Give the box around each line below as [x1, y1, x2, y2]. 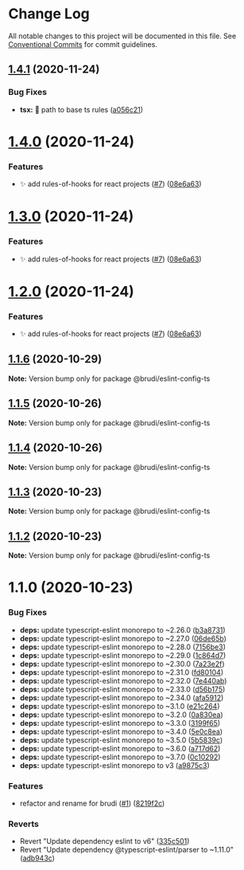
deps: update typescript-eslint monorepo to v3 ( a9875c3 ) [19, 760, 210, 770]
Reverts [8, 818, 40, 829]
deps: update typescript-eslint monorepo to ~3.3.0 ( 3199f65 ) [19, 718, 221, 727]
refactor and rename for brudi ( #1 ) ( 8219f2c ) [19, 798, 165, 808]
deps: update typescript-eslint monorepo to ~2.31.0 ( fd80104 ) [19, 667, 224, 677]
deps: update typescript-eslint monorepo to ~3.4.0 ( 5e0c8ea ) [19, 727, 223, 736]
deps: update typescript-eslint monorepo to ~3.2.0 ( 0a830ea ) [19, 710, 224, 719]
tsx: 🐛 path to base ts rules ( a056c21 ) [19, 104, 144, 114]
